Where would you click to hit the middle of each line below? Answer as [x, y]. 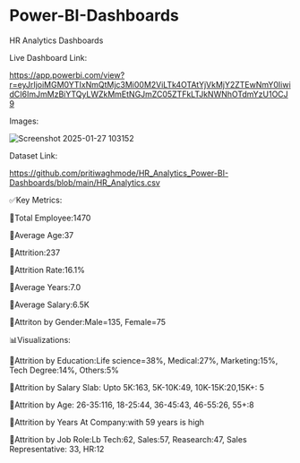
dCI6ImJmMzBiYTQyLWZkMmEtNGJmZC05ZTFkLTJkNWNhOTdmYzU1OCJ [149, 94]
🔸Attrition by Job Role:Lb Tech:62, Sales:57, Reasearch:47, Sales [129, 439]
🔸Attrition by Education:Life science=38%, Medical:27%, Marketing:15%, [144, 360]
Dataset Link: [34, 155]
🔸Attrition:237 [35, 253]
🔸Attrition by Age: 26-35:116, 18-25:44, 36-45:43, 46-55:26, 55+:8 [132, 405]
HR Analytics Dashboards [56, 40]
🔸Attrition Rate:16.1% [47, 270]
